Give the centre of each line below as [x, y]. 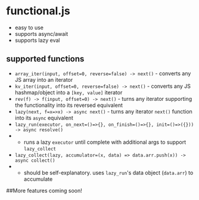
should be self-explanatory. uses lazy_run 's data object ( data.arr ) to [108, 173]
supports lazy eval [37, 40]
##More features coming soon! [44, 190]
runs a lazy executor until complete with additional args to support [105, 142]
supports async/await [41, 33]
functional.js [38, 11]
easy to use [29, 27]
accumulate [38, 179]
